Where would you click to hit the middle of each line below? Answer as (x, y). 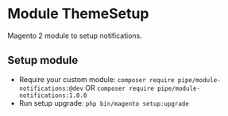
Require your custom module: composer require (97, 79)
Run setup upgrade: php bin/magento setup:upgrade (104, 103)
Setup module (43, 60)
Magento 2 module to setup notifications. (75, 36)
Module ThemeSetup (78, 14)
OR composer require (120, 88)
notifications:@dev (51, 88)
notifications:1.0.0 (53, 95)
